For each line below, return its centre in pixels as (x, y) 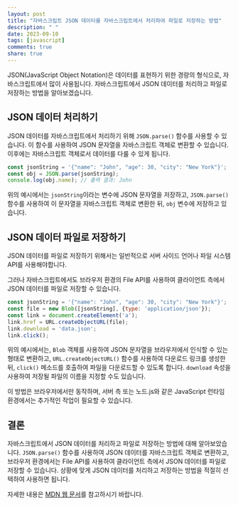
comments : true (30, 47)
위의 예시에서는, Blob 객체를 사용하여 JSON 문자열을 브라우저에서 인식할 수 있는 (118, 350)
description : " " (33, 27)
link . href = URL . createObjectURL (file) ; (68, 322)
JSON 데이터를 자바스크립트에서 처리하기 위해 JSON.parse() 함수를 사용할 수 (114, 135)
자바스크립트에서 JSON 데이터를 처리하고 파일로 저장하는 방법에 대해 (102, 444)
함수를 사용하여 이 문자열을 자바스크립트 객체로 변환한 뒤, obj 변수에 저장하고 (114, 204)
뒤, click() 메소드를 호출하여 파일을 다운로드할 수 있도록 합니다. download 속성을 (119, 368)
